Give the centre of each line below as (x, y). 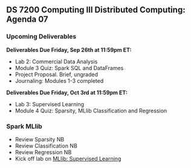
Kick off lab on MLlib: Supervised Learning (68, 158)
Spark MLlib (24, 126)
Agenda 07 (27, 20)
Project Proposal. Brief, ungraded (57, 74)
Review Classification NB (46, 146)
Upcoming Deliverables (41, 37)
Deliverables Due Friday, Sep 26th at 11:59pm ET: (69, 50)
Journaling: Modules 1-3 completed (59, 80)
